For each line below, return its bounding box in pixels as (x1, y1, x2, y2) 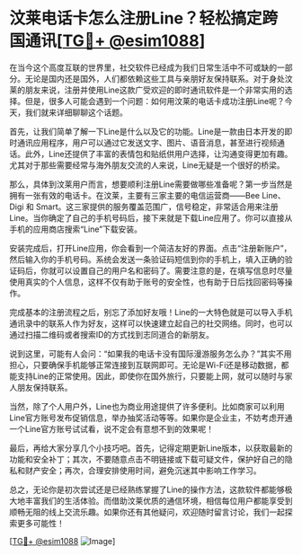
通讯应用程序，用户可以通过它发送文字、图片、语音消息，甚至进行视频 (16, 137, 277, 148)
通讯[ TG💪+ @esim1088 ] (25, 31, 206, 51)
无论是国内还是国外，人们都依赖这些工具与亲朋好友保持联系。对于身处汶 (24, 73, 293, 84)
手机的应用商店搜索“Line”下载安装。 (9, 224, 142, 234)
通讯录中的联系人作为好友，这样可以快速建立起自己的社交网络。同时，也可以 (9, 318, 293, 329)
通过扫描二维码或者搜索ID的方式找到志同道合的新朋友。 (9, 329, 214, 339)
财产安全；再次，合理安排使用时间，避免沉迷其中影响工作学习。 (24, 464, 262, 476)
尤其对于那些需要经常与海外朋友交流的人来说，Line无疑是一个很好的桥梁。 (9, 159, 285, 171)
